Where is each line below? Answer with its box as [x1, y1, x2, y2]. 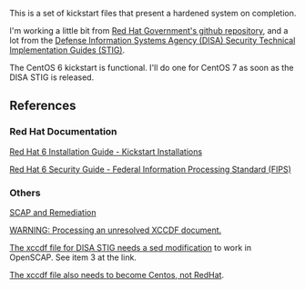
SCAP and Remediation [9, 206, 97, 217]
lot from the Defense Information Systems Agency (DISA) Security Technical [9, 35, 296, 45]
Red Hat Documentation [9, 125, 117, 138]
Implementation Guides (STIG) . [9, 45, 126, 55]
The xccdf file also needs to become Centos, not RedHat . [9, 269, 225, 280]
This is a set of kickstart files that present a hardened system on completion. [9, 8, 297, 18]
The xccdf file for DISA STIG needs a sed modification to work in [9, 242, 252, 253]
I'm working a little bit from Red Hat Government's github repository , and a [9, 25, 289, 35]
